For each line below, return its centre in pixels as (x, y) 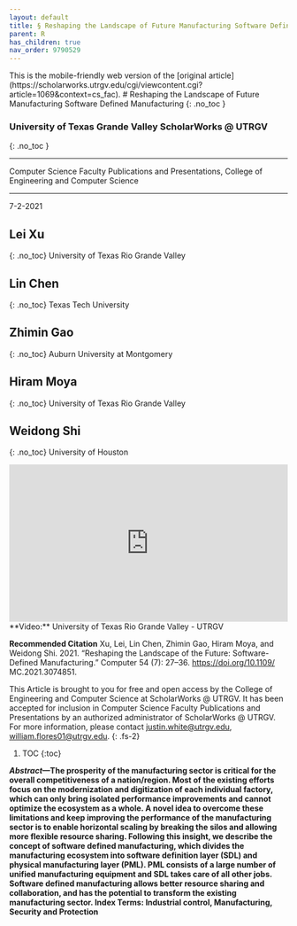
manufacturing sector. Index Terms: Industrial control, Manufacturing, (141, 902)
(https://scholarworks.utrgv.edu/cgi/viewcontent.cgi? (106, 85)
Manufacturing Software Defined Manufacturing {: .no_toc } (118, 104)
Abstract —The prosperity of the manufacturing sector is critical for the (143, 770)
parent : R (27, 34)
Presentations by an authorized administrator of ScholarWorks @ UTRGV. (142, 717)
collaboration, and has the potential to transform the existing (123, 892)
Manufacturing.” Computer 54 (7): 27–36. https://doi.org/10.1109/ (157, 662)
